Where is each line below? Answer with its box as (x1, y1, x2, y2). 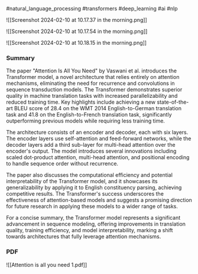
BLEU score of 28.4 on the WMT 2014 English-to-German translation (14, 105, 182, 112)
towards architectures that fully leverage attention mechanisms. (6, 233, 161, 240)
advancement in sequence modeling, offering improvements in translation (6, 220, 186, 227)
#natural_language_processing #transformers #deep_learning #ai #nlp (6, 5, 178, 12)
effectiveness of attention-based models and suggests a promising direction (6, 197, 192, 204)
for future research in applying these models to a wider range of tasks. (6, 203, 178, 210)
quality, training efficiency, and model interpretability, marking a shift (6, 227, 173, 234)
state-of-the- (156, 98, 189, 105)
